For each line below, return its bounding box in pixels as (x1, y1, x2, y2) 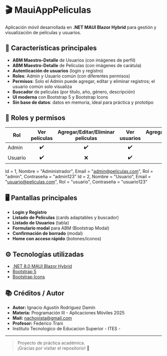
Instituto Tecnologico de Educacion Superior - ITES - (12, 326, 121, 331)
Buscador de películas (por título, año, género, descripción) (12, 88, 135, 95)
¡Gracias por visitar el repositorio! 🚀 (17, 345, 90, 351)
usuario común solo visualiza (12, 83, 72, 89)
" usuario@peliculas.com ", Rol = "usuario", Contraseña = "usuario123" (5, 179, 148, 185)
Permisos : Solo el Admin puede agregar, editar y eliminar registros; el (12, 78, 155, 84)
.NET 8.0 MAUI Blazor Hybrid (12, 263, 72, 269)
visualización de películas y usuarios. (5, 29, 82, 35)
